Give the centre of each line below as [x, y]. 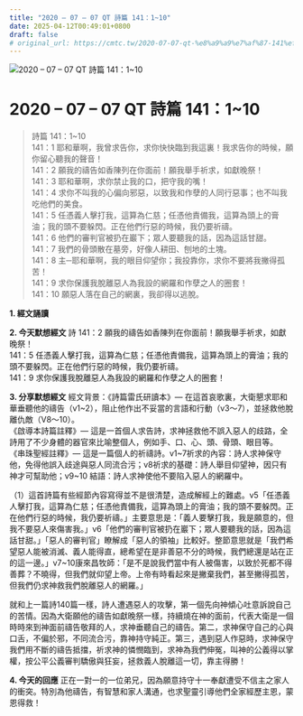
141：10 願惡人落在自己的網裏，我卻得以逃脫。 [118, 294]
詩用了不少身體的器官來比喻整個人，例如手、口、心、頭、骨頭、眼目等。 [143, 442]
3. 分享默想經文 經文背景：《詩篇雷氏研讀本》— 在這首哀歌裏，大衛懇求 [141, 397]
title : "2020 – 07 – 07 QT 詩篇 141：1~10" [90, 18]
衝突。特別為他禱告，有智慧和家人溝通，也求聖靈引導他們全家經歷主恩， [151, 692]
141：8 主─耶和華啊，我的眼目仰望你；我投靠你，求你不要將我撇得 [154, 260]
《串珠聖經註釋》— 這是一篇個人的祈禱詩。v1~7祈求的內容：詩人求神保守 [146, 453]
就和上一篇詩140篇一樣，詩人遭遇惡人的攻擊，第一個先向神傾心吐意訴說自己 [150, 605]
